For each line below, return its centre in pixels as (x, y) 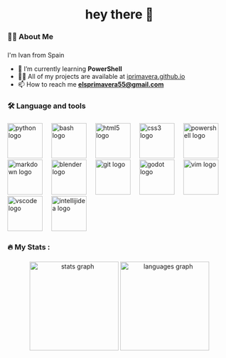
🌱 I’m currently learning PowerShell (70, 69)
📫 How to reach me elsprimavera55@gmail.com (91, 85)
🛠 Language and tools (47, 106)
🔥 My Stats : (29, 246)
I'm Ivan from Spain (36, 55)
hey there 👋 (119, 15)
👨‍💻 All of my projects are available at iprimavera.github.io (101, 77)
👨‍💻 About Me (30, 37)
